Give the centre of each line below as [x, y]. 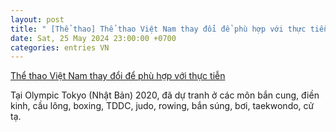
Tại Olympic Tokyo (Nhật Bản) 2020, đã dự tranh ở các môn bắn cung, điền [165, 95]
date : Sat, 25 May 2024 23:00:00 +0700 [93, 38]
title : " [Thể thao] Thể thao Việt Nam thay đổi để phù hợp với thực [158, 29]
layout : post [37, 19]
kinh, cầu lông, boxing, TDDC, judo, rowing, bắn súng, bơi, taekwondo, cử [162, 106]
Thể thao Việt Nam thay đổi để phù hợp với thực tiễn [118, 76]
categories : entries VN [60, 47]
